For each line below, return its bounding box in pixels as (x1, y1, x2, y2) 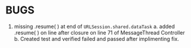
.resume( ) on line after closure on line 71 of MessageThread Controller (14, 29, 186, 36)
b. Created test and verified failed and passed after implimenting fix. (14, 35, 179, 42)
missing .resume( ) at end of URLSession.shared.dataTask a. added (14, 23, 175, 30)
